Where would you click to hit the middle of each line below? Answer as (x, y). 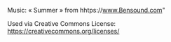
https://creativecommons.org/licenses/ (63, 31)
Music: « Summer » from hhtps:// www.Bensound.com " (87, 10)
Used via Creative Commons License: (62, 23)
